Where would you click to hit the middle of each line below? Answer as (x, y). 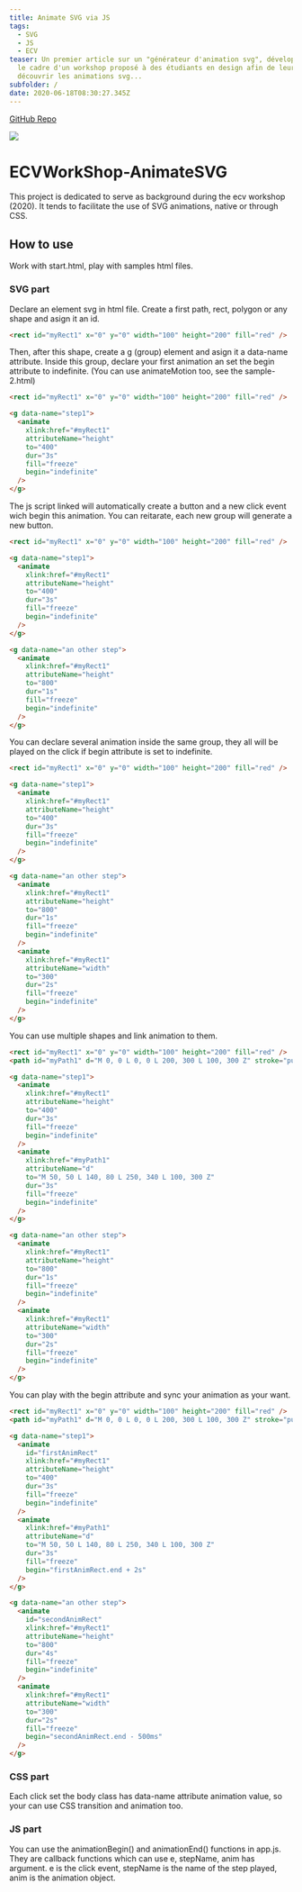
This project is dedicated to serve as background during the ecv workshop (147, 197)
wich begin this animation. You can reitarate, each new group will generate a (151, 516)
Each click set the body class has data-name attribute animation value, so (146, 1797)
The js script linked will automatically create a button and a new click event (148, 506)
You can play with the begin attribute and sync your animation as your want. (150, 1395)
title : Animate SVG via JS (60, 18)
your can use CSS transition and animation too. (97, 1806)
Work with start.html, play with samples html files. (101, 266)
